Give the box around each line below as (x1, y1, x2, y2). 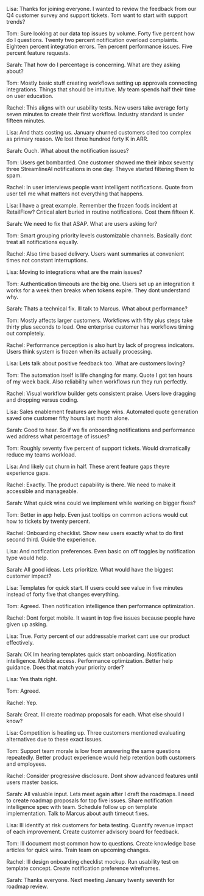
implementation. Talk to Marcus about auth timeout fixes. (6, 810, 149, 817)
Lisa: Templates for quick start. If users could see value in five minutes (6, 584, 183, 591)
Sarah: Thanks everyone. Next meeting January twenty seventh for (6, 877, 175, 883)
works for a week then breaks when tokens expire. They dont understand (6, 287, 191, 294)
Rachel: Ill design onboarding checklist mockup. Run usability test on (6, 858, 179, 865)
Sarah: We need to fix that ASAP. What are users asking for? (6, 220, 158, 227)
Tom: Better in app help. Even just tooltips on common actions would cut (6, 511, 188, 518)
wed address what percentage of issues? (6, 433, 110, 440)
